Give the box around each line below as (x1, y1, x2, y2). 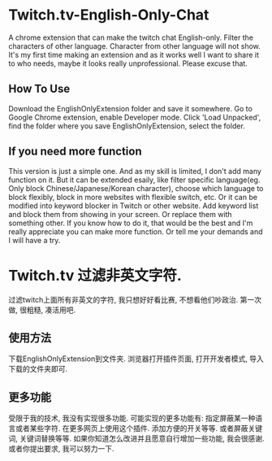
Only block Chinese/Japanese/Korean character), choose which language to (8, 183, 264, 193)
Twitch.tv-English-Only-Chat (8, 6, 209, 24)
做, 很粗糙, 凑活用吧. (8, 305, 76, 315)
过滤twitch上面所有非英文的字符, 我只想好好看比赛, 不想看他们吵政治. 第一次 (8, 294, 262, 304)
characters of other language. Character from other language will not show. (8, 41, 261, 50)
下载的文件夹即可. (8, 364, 68, 374)
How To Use (8, 82, 71, 96)
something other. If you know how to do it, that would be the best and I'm (8, 218, 253, 228)
